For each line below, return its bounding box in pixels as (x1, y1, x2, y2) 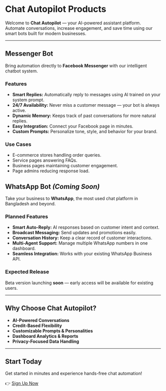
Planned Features (5, 213, 48, 220)
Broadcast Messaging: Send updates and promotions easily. (12, 230, 137, 236)
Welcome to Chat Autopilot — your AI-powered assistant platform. (5, 20, 141, 26)
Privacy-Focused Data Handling (12, 338, 80, 344)
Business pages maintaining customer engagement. (12, 163, 119, 169)
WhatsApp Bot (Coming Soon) (5, 182, 100, 191)
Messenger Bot (5, 50, 53, 58)
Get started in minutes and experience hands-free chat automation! (5, 371, 142, 377)
